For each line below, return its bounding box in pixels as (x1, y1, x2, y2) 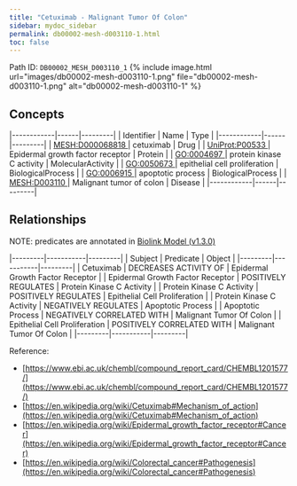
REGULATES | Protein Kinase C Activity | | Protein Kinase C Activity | (9, 281, 259, 292)
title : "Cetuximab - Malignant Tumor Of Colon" (9, 12, 189, 22)
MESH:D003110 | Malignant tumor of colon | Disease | (9, 177, 206, 188)
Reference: (9, 345, 50, 356)
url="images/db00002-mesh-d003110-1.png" (9, 72, 176, 82)
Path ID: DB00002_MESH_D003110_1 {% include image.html (9, 62, 213, 73)
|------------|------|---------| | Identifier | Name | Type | (9, 130, 215, 141)
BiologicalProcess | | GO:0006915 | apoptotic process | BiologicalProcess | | (9, 168, 287, 178)
